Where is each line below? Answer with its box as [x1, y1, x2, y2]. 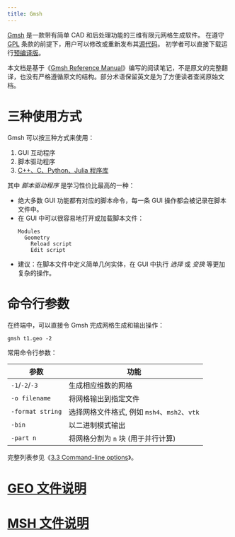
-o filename [11, 394, 52, 402]
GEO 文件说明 [7, 480, 87, 496]
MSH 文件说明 [7, 515, 89, 531]
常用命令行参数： [7, 348, 57, 357]
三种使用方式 [7, 108, 83, 125]
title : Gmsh [7, 10, 42, 18]
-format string [11, 408, 62, 415]
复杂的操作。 [17, 268, 55, 277]
